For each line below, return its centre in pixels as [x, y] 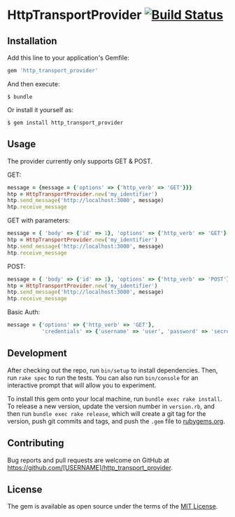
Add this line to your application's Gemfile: [68, 58]
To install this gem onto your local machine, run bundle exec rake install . [115, 398]
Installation [32, 41]
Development [37, 353]
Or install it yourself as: [40, 109]
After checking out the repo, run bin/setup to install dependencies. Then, [113, 370]
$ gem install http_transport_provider [65, 123]
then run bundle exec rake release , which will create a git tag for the [107, 413]
